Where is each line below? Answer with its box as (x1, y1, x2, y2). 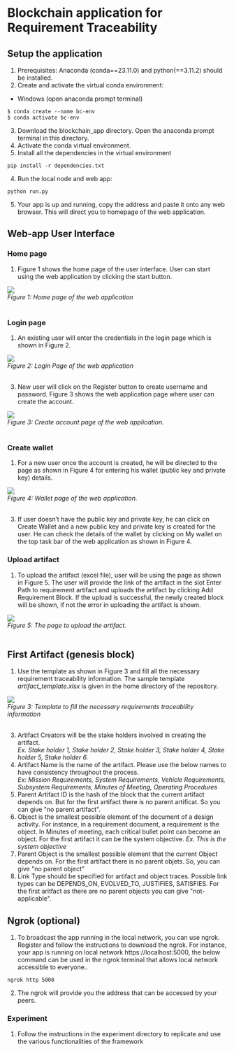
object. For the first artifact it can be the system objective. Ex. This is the (17, 835, 226, 843)
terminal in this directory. (17, 134, 89, 142)
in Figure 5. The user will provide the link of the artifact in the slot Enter (17, 578, 222, 587)
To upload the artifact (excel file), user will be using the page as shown (17, 571, 221, 579)
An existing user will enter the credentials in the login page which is (17, 334, 212, 342)
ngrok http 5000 (7, 977, 54, 984)
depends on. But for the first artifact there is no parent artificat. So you (17, 798, 221, 806)
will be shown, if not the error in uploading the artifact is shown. (17, 600, 201, 609)
